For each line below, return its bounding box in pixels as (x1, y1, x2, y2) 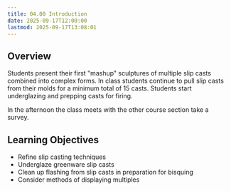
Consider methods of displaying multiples (17, 175, 140, 184)
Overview (7, 50, 52, 62)
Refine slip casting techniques (17, 153, 107, 161)
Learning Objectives (7, 133, 100, 146)
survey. (7, 113, 29, 122)
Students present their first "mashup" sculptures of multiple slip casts (7, 69, 212, 78)
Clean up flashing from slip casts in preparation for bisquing (17, 168, 193, 176)
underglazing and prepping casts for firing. (7, 92, 133, 100)
